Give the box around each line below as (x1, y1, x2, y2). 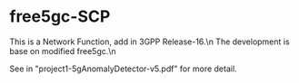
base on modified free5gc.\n (9, 45, 116, 56)
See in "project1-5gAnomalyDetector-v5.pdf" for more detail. (9, 63, 238, 74)
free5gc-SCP (9, 6, 111, 27)
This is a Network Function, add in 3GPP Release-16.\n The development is (9, 36, 290, 47)
